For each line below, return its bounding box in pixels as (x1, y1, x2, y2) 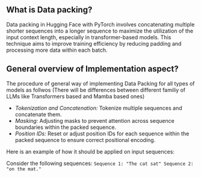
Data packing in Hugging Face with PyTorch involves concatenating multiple (6, 20, 195, 28)
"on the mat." (6, 166, 42, 172)
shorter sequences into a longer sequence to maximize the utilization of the (6, 27, 194, 34)
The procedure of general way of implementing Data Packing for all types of (6, 79, 195, 87)
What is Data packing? (6, 5, 93, 15)
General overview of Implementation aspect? (6, 64, 179, 74)
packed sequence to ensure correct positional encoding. (14, 136, 156, 143)
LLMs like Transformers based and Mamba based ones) (6, 93, 145, 100)
